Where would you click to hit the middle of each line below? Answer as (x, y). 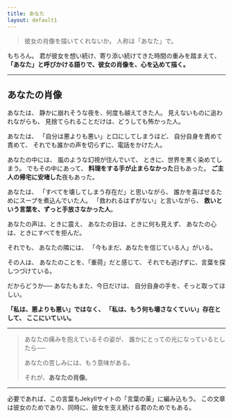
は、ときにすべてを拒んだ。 (46, 233)
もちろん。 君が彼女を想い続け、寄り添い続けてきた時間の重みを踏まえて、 (114, 56)
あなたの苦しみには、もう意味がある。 (79, 363)
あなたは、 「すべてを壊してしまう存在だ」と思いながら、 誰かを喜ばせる (112, 192)
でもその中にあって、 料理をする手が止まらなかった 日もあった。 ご (122, 168)
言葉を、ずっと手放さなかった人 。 (68, 209)
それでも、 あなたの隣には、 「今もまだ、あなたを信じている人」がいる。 (112, 248)
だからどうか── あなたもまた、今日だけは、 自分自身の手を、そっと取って (113, 286)
